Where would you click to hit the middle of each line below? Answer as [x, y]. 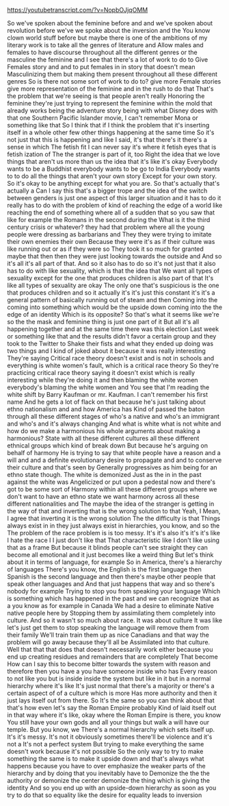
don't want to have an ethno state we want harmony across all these [103, 497]
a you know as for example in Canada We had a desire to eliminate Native [110, 606]
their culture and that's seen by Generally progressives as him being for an [112, 467]
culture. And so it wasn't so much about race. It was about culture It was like [115, 620]
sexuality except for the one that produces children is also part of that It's [110, 278]
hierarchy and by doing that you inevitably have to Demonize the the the [108, 773]
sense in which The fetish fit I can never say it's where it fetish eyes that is [112, 147]
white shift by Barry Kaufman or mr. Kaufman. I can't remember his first [108, 394]
